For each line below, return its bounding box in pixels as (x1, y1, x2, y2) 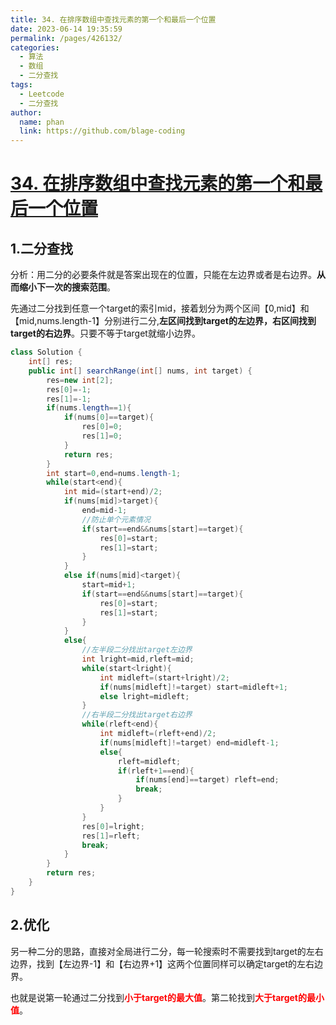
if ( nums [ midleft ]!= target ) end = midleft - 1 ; (99, 737, 280, 748)
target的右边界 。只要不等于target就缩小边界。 (10, 327, 201, 340)
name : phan (19, 117, 65, 127)
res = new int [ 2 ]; (46, 375, 114, 385)
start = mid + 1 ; (81, 580, 137, 590)
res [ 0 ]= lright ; (81, 821, 145, 831)
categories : (10, 42, 60, 53)
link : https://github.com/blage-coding (19, 126, 186, 136)
